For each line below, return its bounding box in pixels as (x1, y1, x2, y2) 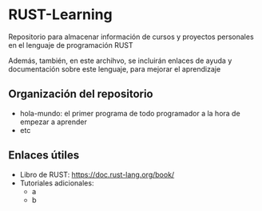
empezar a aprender (19, 117, 88, 127)
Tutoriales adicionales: (19, 178, 94, 188)
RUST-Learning (8, 6, 113, 24)
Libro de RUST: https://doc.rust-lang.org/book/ (19, 170, 175, 179)
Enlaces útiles (8, 149, 80, 162)
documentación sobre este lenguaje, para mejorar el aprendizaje (8, 64, 221, 73)
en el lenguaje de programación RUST (8, 40, 133, 49)
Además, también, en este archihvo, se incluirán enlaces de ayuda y (8, 56, 232, 65)
